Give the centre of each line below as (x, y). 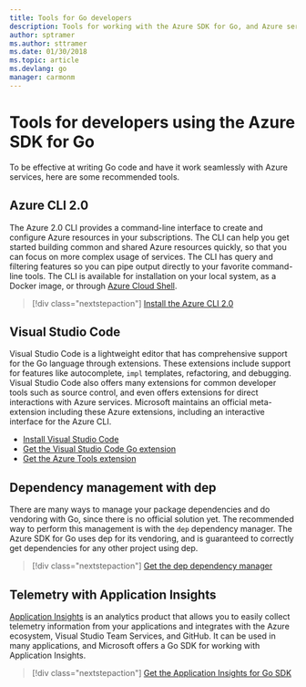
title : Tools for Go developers (71, 18)
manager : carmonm (42, 78)
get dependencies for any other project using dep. (104, 548)
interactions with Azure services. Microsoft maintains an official (128, 402)
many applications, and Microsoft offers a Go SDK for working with (135, 645)
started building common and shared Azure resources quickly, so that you (148, 246)
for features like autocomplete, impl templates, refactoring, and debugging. (150, 373)
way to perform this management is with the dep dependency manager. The (151, 529)
